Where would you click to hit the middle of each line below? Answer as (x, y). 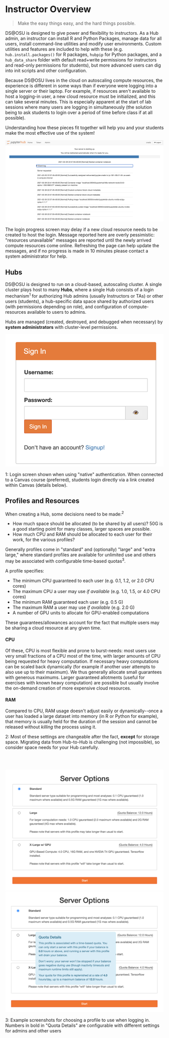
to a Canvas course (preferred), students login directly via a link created (80, 480)
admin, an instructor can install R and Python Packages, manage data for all (83, 38)
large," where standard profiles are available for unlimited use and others (81, 555)
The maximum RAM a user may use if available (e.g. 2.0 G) (73, 608)
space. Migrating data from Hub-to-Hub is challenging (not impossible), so (82, 742)
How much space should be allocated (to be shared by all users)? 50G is (88, 524)
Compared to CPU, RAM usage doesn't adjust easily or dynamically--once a (84, 711)
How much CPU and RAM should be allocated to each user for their (82, 534)
